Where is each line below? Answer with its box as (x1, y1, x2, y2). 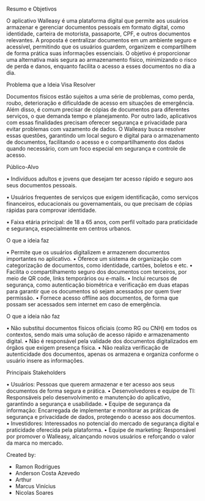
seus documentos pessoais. (6, 182, 77, 189)
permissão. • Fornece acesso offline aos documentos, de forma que (6, 294, 179, 301)
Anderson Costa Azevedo (15, 470, 80, 477)
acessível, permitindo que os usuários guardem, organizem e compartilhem (6, 43, 197, 50)
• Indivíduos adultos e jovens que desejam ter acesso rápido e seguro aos (6, 175, 194, 183)
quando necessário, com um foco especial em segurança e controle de (6, 145, 186, 152)
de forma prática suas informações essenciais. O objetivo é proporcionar (6, 50, 190, 57)
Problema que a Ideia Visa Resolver (6, 81, 96, 88)
